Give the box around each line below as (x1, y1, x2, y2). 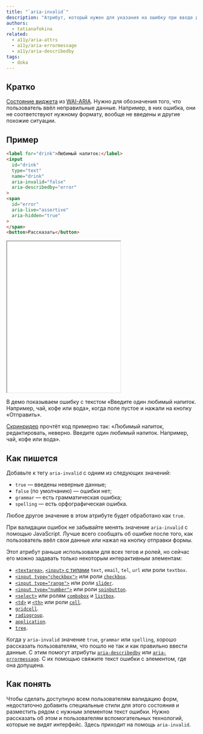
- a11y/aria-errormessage (11, 43, 77, 49)
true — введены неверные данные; (14, 481, 107, 489)
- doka (11, 59, 28, 65)
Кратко (6, 82, 36, 92)
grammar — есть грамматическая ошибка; (14, 494, 122, 501)
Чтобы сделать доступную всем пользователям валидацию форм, (6, 695, 179, 702)
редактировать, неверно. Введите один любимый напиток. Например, (6, 429, 189, 437)
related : (6, 31, 28, 37)
